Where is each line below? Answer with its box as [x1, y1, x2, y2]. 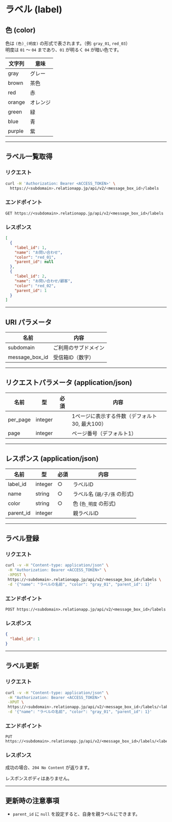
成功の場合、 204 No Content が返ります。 [5, 764, 92, 770]
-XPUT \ [7, 700, 24, 705]
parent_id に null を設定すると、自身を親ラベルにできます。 [12, 811, 140, 817]
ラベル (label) [5, 4, 62, 15]
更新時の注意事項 [5, 796, 59, 805]
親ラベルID [73, 510, 99, 517]
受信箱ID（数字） [53, 354, 95, 361]
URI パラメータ [5, 318, 52, 326]
